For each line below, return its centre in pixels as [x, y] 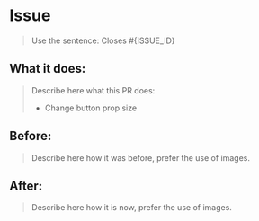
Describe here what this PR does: [93, 90]
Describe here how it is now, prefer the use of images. [131, 208]
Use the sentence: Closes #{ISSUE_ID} [103, 40]
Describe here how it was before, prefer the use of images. [140, 157]
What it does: [48, 69]
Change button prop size [91, 108]
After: [26, 186]
